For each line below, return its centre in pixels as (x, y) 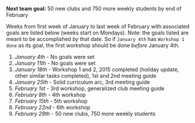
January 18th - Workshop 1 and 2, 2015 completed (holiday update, (97, 70)
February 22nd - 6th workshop (52, 107)
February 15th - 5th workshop (51, 101)
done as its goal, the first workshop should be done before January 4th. (93, 45)
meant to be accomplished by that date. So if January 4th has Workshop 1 (95, 39)
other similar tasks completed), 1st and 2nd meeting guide (86, 76)
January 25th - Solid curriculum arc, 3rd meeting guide (82, 82)
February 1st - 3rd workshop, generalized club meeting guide (89, 88)
